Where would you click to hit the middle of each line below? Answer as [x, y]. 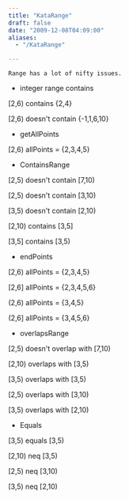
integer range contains [57, 89]
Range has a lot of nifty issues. [65, 74]
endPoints [36, 257]
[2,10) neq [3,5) [33, 456]
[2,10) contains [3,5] [41, 226]
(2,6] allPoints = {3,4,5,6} [49, 318]
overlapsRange [44, 334]
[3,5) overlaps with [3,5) [47, 380]
